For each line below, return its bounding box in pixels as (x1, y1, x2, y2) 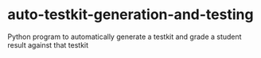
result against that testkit (7, 40, 89, 49)
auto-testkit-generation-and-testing (7, 6, 254, 24)
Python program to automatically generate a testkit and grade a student (7, 32, 242, 41)
